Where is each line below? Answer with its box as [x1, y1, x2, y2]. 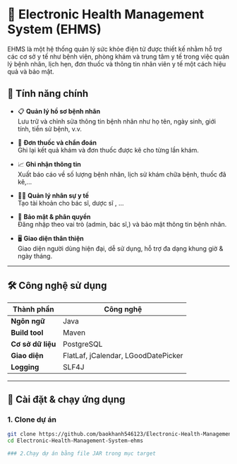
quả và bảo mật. [7, 67, 54, 76]
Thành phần [13, 304, 54, 314]
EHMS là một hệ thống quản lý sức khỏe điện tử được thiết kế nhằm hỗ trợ [7, 44, 222, 53]
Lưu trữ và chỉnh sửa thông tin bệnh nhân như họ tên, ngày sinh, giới [17, 117, 217, 126]
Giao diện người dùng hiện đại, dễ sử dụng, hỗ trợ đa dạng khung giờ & [17, 244, 224, 253]
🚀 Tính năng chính [7, 88, 89, 100]
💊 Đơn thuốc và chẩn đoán [17, 138, 97, 147]
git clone [7, 431, 37, 438]
